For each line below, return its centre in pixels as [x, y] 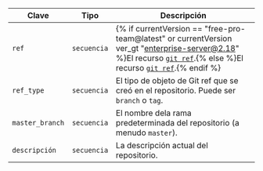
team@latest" [141, 38]
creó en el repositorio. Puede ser [176, 91]
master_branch [38, 123]
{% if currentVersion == [159, 29]
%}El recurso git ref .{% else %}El [180, 58]
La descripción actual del [162, 146]
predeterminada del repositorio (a [178, 123]
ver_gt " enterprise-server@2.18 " [178, 48]
